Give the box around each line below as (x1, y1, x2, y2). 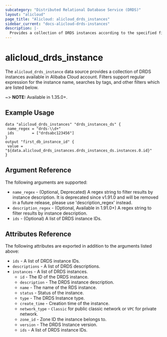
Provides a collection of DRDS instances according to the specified (9, 30, 157, 35)
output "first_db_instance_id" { (5, 139, 75, 144)
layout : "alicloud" (5, 12, 46, 17)
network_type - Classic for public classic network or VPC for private (19, 306, 157, 312)
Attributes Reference (5, 230, 72, 238)
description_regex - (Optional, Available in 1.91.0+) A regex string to (12, 205, 152, 211)
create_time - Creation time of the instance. (19, 301, 110, 307)
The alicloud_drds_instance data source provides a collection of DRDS (5, 68, 152, 74)
